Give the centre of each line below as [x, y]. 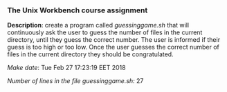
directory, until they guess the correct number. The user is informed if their [113, 40]
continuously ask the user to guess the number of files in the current [105, 32]
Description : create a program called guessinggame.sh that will [98, 25]
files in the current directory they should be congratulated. [91, 54]
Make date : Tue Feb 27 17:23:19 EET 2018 [66, 68]
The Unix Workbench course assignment [78, 10]
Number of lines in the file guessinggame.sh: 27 [75, 81]
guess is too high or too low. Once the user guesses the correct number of [113, 47]
